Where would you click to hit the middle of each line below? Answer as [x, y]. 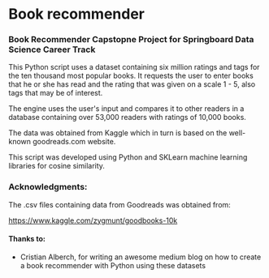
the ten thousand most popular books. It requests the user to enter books [131, 76]
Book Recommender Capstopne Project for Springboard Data [131, 40]
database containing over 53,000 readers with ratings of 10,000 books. [127, 118]
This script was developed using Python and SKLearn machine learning [128, 157]
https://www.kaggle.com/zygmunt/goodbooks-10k [93, 220]
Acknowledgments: [48, 187]
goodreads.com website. [74, 142]
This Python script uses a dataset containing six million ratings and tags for [134, 67]
